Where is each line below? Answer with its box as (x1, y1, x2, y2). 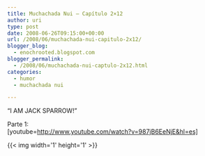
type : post (7, 23, 39, 30)
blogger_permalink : (7, 56, 64, 63)
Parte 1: (7, 120, 29, 129)
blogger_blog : (7, 42, 49, 49)
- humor (13, 75, 36, 82)
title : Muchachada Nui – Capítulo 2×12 (7, 10, 123, 17)
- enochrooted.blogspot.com (13, 49, 96, 56)
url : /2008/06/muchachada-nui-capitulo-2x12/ (7, 36, 142, 43)
